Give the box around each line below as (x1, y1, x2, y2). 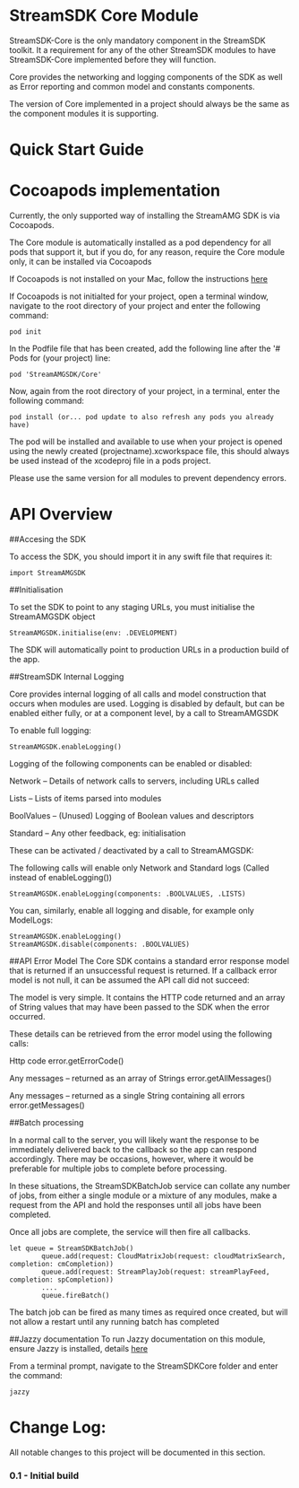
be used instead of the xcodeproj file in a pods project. (9, 455, 211, 467)
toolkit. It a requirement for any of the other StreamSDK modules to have (9, 44, 276, 55)
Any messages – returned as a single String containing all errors (9, 1090, 245, 1100)
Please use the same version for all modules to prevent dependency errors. (9, 473, 286, 484)
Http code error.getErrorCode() (9, 1055, 124, 1066)
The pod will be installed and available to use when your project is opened (9, 436, 283, 447)
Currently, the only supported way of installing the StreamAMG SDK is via (9, 210, 280, 221)
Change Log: (9, 1417, 107, 1438)
